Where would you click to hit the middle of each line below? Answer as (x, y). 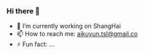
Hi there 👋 (23, 11)
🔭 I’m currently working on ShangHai (69, 26)
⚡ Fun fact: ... (35, 44)
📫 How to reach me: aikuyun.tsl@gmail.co (77, 34)
